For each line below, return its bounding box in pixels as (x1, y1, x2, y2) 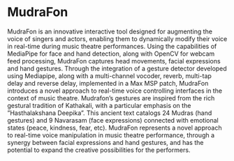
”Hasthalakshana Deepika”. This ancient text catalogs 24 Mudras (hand (7, 109, 212, 117)
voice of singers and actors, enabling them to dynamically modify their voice (7, 34, 228, 43)
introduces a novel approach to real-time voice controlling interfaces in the (7, 86, 222, 95)
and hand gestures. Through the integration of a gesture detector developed (7, 64, 227, 72)
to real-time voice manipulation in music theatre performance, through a (7, 130, 215, 139)
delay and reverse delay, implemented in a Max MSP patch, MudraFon (7, 79, 209, 87)
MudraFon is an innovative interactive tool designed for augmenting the (7, 27, 213, 36)
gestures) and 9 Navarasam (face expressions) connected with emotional (7, 116, 219, 124)
